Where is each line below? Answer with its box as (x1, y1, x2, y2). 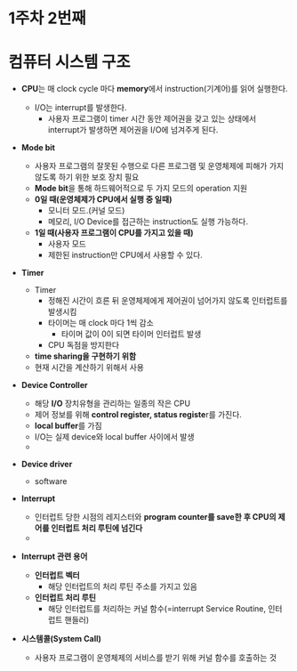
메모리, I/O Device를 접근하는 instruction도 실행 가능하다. (47, 216, 249, 227)
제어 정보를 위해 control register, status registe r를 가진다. (34, 409, 242, 420)
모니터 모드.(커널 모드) (47, 206, 125, 216)
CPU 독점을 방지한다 (47, 340, 120, 351)
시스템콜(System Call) (20, 634, 101, 644)
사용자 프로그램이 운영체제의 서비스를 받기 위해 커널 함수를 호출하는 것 (34, 652, 277, 663)
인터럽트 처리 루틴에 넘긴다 (51, 522, 143, 534)
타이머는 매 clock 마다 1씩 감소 (47, 318, 155, 328)
